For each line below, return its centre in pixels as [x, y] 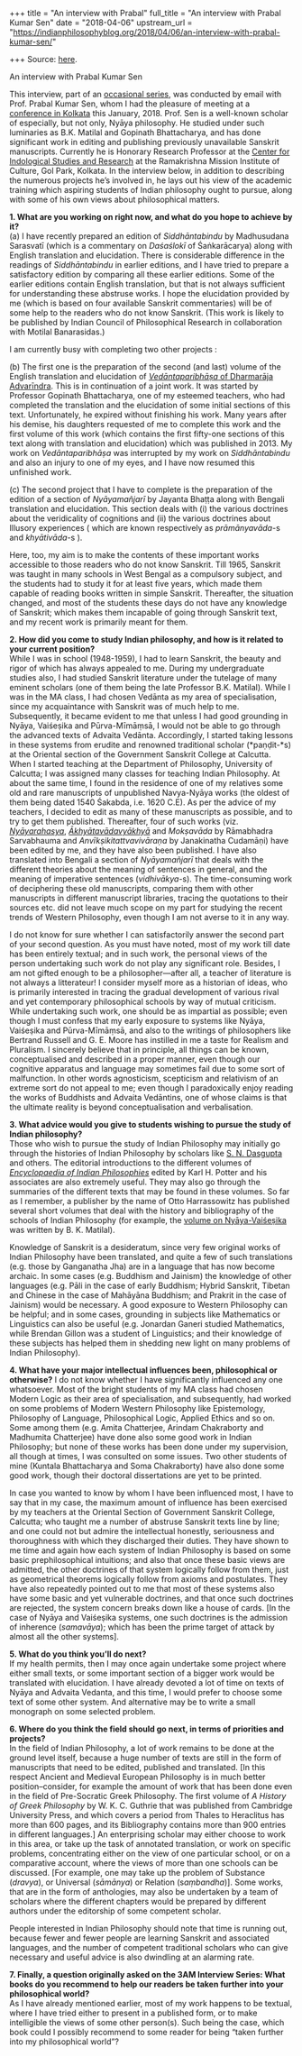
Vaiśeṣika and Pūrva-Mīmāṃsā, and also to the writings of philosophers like [150, 1030]
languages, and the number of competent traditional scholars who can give [149, 1947]
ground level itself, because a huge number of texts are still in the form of [146, 1758]
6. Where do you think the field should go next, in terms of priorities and [146, 1729]
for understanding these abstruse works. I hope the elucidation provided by [150, 293]
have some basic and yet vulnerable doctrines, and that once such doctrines [151, 1598]
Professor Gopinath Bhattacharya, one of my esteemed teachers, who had [147, 395]
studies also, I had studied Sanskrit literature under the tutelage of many [143, 678]
